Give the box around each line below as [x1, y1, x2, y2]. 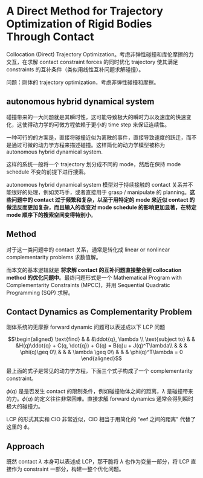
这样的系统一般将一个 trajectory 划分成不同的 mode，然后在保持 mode [6, 160, 181, 167]
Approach [6, 441, 45, 451]
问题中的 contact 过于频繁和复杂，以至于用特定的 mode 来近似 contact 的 [11, 196, 195, 203]
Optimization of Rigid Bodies [6, 17, 152, 31]
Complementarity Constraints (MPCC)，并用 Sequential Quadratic [6, 281, 170, 288]
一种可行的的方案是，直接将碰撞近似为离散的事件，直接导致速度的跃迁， [6, 134, 186, 141]
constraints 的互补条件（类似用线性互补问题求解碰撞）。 [6, 65, 144, 73]
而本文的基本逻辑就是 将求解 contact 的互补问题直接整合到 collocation [6, 266, 182, 273]
